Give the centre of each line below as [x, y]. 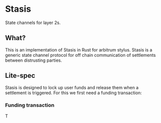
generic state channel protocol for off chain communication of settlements [80, 55]
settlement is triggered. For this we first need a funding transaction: [73, 93]
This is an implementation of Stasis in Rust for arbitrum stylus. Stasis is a [79, 49]
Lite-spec [20, 76]
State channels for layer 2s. [33, 23]
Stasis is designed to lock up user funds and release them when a [72, 87]
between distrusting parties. [34, 60]
